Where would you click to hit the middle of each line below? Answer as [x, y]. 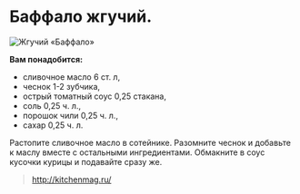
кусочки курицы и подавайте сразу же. [86, 161]
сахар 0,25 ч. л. [53, 125]
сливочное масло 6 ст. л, [71, 77]
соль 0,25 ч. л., [52, 105]
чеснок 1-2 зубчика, [61, 86]
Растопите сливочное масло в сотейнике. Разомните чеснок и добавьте [150, 142]
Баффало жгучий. [81, 17]
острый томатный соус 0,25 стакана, [94, 96]
